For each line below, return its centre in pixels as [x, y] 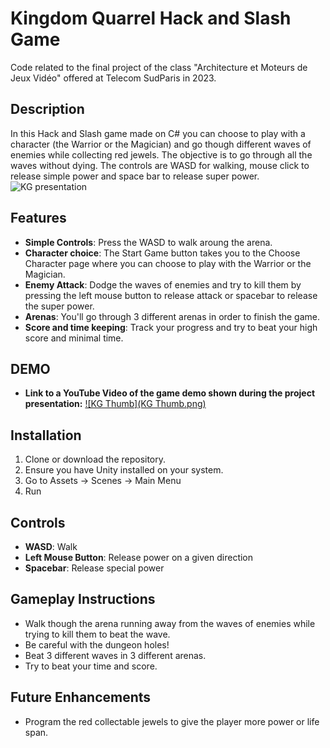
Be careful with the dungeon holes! [97, 644]
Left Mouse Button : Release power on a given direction [139, 557]
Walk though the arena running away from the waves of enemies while [170, 623]
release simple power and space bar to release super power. [135, 176]
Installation [46, 435]
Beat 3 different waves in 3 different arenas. [115, 655]
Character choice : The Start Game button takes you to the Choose [162, 253]
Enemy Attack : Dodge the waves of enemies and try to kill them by [163, 284]
